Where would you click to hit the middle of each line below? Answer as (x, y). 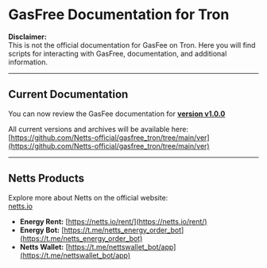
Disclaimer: (28, 37)
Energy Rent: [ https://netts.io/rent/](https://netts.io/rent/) (114, 221)
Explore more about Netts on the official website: (88, 197)
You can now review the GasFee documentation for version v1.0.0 (117, 114)
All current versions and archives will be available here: (99, 129)
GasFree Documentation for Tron (119, 15)
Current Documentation (68, 94)
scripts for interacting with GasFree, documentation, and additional (118, 53)
